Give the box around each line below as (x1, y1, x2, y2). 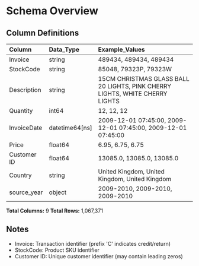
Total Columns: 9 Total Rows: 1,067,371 (6, 207, 104, 214)
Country (9, 171, 32, 179)
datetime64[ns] (49, 123, 93, 132)
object (49, 188, 67, 197)
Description (9, 86, 41, 94)
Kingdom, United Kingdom (98, 175, 172, 183)
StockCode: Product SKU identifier (14, 246, 99, 254)
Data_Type (49, 46, 80, 53)
